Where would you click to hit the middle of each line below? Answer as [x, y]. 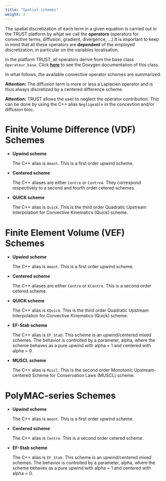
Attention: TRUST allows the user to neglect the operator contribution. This [82, 99]
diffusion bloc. [20, 109]
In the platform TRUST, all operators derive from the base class [70, 59]
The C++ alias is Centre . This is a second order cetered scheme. [78, 438]
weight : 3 [15, 14]
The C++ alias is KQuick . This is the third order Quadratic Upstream [81, 310]
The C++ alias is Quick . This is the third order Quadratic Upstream [79, 207]
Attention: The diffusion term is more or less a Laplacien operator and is [79, 84]
